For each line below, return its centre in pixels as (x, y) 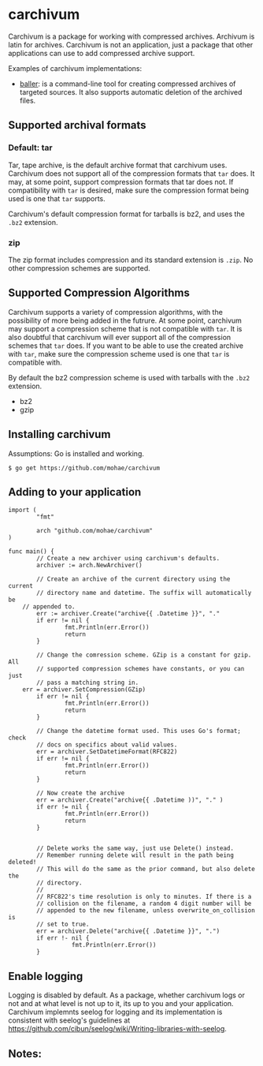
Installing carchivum (59, 434)
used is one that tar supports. (57, 198)
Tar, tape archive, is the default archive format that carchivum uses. (118, 165)
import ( (22, 511)
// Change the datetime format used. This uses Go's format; (139, 731)
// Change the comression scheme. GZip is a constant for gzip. (144, 655)
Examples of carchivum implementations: (75, 68)
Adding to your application (75, 492)
